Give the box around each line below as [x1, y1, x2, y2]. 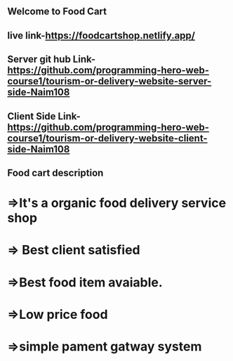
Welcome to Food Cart [7, 6, 107, 18]
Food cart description [7, 166, 104, 178]
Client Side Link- [7, 110, 81, 122]
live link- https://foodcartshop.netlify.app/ [7, 29, 195, 41]
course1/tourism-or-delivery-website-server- [7, 75, 212, 87]
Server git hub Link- [7, 53, 96, 65]
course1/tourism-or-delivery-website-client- [7, 132, 208, 144]
